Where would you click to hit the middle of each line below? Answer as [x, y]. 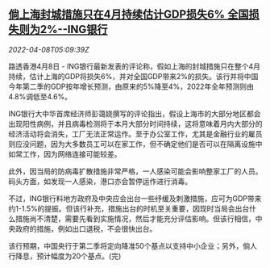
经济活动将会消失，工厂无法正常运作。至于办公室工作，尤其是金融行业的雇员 [135, 134]
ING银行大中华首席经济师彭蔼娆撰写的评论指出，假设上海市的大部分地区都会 [135, 113]
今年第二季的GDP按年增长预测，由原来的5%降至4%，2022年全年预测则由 [131, 86]
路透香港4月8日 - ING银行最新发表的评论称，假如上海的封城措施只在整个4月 [134, 66]
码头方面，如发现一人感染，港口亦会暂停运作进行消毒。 [100, 181]
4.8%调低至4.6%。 [40, 96]
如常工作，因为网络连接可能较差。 [65, 154]
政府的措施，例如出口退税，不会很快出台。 [86, 228]
